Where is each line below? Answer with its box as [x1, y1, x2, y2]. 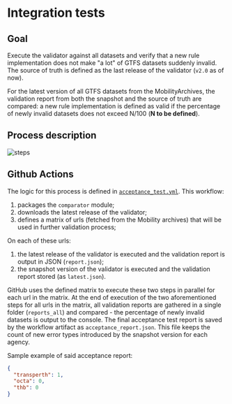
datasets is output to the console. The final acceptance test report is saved [7, 315, 223, 324]
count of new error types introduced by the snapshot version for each [7, 330, 208, 338]
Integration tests [7, 5, 106, 21]
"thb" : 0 [13, 384, 39, 391]
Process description [7, 129, 97, 141]
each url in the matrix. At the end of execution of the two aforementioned [7, 293, 217, 301]
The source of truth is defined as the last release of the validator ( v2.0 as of [7, 66, 224, 74]
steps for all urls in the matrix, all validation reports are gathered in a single [7, 301, 222, 309]
